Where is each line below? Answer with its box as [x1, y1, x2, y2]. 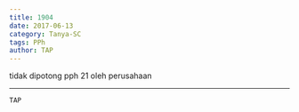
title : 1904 [9, 12, 53, 22]
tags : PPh [9, 37, 46, 47]
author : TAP [9, 46, 53, 55]
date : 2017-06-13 [9, 21, 74, 30]
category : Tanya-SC [9, 29, 82, 38]
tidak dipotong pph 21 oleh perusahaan [9, 70, 153, 81]
